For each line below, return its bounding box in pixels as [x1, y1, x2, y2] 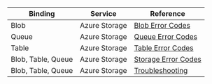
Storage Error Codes [134, 55, 202, 64]
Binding [29, 9, 55, 18]
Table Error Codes [134, 43, 194, 53]
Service [90, 9, 117, 18]
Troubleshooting [134, 66, 188, 75]
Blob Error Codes [134, 21, 191, 30]
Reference [150, 9, 185, 18]
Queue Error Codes [134, 32, 198, 41]
